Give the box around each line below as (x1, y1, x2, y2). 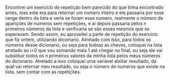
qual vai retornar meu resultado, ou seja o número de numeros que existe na (5, 63, 165, 69)
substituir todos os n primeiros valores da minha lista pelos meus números (5, 53, 161, 59)
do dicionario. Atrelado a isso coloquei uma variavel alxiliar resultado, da (5, 58, 157, 64)
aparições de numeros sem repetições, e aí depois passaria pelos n (5, 20, 147, 26)
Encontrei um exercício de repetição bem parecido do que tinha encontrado (5, 5, 164, 10)
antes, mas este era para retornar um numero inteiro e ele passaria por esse (5, 10, 164, 16)
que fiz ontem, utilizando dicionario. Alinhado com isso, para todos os (5, 36, 151, 43)
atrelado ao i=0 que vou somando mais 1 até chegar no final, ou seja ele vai (5, 48, 163, 53)
